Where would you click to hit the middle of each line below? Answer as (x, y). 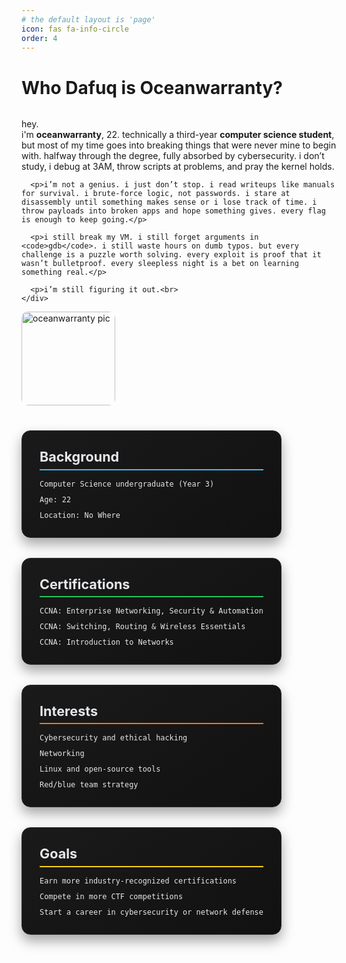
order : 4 (39, 38)
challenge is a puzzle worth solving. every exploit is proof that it (171, 255)
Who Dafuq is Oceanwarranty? (152, 87)
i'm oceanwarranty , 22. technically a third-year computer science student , (178, 135)
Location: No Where (80, 515)
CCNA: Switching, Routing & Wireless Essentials (142, 627)
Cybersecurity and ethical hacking (113, 738)
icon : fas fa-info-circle (75, 29)
